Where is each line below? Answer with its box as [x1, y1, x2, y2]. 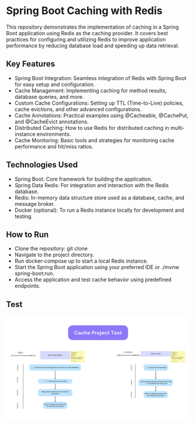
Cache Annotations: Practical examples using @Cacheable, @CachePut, [14, 112, 189, 119]
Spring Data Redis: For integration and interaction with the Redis [14, 181, 169, 188]
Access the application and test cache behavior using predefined [14, 276, 172, 283]
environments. [36, 130, 71, 137]
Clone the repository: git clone [14, 245, 88, 252]
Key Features [6, 59, 55, 69]
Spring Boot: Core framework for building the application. [14, 175, 153, 182]
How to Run [6, 229, 49, 239]
